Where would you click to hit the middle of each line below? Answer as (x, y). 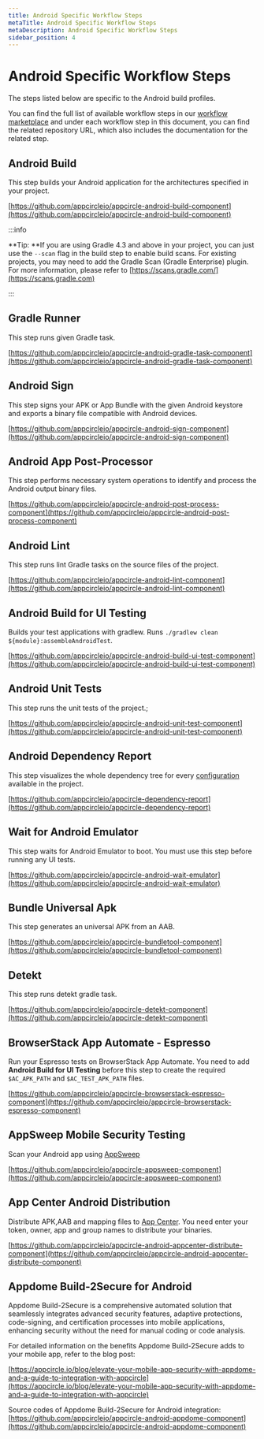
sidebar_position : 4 (42, 37)
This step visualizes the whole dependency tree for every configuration (124, 775)
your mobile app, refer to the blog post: (72, 1354)
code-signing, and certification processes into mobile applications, (117, 1322)
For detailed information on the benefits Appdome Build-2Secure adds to (126, 1346)
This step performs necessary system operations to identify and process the (132, 481)
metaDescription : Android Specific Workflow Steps (93, 30)
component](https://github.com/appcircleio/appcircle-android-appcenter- (128, 1253)
